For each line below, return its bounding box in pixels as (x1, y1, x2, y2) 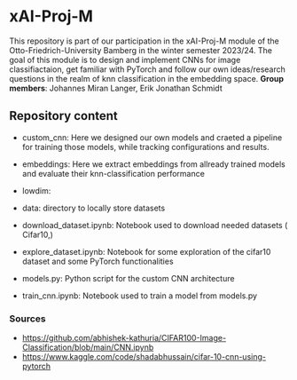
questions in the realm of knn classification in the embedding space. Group (9, 73, 285, 83)
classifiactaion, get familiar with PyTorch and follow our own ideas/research (9, 64, 285, 75)
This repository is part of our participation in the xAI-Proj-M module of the (9, 36, 279, 46)
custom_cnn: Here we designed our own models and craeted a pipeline (21, 131, 283, 143)
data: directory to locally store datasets (21, 202, 166, 213)
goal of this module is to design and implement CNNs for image (9, 54, 241, 65)
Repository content (9, 108, 118, 123)
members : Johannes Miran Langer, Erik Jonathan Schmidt (9, 83, 223, 93)
